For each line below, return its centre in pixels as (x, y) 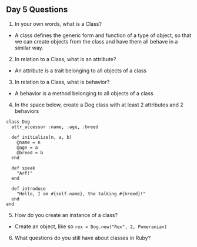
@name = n (29, 142)
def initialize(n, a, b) (42, 137)
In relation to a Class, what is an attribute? (65, 59)
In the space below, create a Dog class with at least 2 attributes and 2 (99, 105)
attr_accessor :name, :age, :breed (55, 127)
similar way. (29, 48)
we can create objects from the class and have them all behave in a (96, 41)
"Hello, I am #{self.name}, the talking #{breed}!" (81, 193)
